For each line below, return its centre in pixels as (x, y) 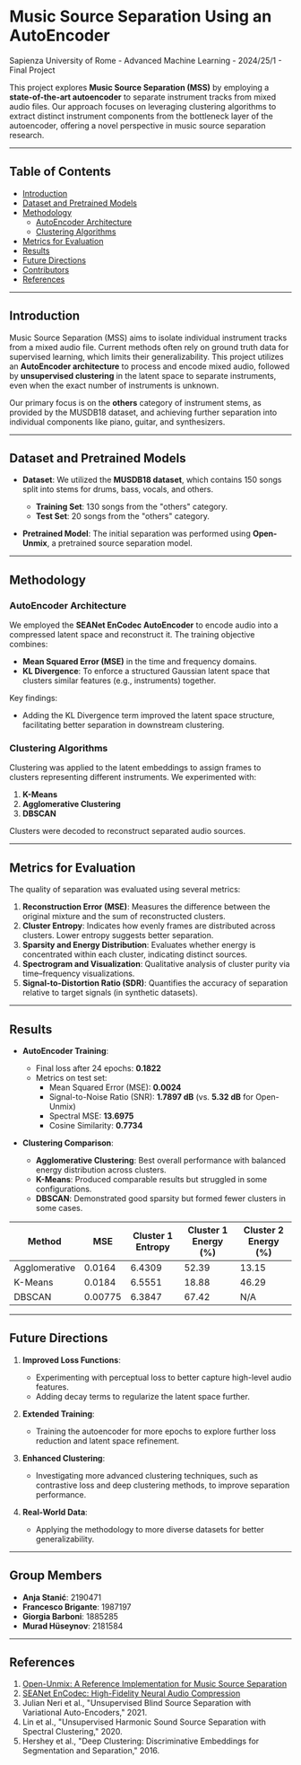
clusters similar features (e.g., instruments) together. (119, 681)
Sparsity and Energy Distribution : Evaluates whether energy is (139, 945)
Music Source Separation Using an (141, 17)
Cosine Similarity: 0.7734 (96, 1125)
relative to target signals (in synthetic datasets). (110, 993)
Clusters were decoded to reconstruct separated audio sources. (128, 831)
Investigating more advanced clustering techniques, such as (146, 1475)
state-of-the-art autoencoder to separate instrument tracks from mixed (143, 97)
